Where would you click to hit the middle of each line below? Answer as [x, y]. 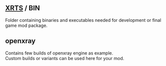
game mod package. [26, 25]
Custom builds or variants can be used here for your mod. [65, 58]
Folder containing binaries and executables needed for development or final [83, 20]
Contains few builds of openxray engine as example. [59, 53]
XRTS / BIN [22, 8]
